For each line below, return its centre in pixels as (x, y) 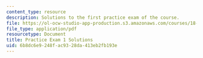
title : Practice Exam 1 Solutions (50, 40)
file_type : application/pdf (42, 29)
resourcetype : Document (36, 34)
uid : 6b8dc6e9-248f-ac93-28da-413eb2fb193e (62, 46)
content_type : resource (36, 12)
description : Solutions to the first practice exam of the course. (93, 18)
